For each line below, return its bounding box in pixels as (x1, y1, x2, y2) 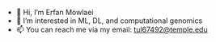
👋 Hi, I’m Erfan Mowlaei (15, 8, 94, 17)
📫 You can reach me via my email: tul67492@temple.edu (15, 25, 208, 34)
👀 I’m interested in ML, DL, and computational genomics (15, 16, 203, 25)
